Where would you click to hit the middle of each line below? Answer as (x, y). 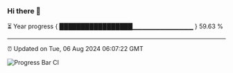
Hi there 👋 (24, 11)
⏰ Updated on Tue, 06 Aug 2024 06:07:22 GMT (75, 49)
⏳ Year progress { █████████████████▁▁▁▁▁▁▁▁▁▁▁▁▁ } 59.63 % (115, 26)
